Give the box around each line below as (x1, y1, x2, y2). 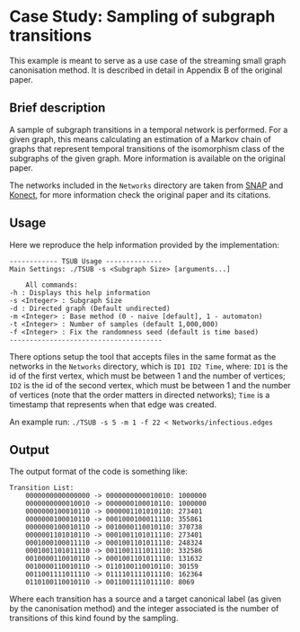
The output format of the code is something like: (9, 466, 189, 477)
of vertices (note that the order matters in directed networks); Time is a (9, 389, 270, 400)
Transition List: (9, 484, 75, 493)
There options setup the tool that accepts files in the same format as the (9, 351, 277, 361)
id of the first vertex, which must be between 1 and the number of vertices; (9, 370, 286, 381)
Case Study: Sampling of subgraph (9, 6, 276, 27)
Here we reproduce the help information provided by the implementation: (9, 239, 280, 250)
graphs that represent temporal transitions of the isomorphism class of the (9, 143, 285, 154)
